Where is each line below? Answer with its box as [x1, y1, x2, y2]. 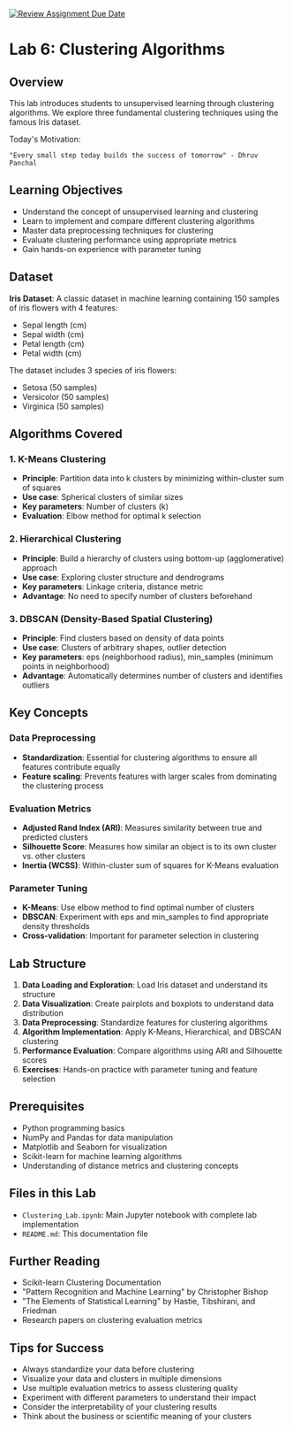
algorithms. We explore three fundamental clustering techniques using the [9, 107, 279, 118]
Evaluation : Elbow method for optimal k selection [21, 511, 201, 521]
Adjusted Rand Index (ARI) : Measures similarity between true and [21, 822, 263, 833]
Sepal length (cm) [21, 319, 87, 330]
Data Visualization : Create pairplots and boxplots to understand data [21, 998, 274, 1009]
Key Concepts [9, 705, 88, 720]
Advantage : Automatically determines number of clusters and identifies [21, 670, 283, 680]
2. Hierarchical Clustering [9, 533, 122, 545]
